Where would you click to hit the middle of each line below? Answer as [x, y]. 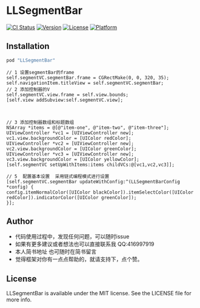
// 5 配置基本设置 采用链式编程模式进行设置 [58, 176]
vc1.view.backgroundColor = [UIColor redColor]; [69, 138]
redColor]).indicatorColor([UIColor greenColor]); [72, 197]
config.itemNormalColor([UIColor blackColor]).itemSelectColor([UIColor [100, 192]
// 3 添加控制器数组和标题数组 [40, 122]
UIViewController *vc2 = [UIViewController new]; [70, 143]
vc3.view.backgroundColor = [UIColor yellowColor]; [73, 159]
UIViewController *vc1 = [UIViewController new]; [70, 133]
